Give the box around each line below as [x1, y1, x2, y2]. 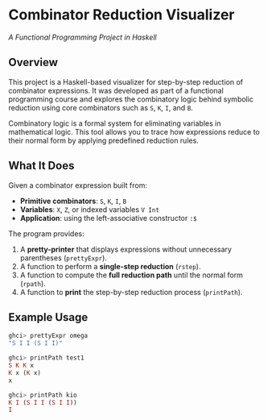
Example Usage [8, 310, 89, 324]
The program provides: [8, 228, 85, 239]
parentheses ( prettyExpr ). [19, 252, 107, 263]
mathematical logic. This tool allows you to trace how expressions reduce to [8, 127, 260, 136]
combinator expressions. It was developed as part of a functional [8, 85, 224, 95]
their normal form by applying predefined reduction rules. [8, 135, 199, 145]
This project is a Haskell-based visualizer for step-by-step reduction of [8, 77, 244, 86]
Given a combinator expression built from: [8, 180, 147, 190]
